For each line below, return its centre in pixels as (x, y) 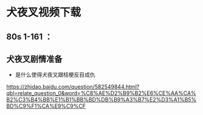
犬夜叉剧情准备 (34, 59)
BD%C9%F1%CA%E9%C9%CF (46, 106)
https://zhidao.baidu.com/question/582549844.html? (73, 87)
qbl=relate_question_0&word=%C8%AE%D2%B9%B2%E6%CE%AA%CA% (101, 93)
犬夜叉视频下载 (44, 12)
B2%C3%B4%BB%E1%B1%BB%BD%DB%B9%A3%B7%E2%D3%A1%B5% (101, 100)
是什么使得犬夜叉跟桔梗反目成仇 (55, 75)
